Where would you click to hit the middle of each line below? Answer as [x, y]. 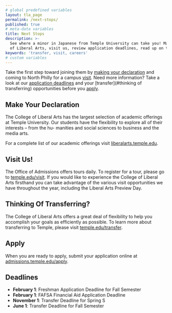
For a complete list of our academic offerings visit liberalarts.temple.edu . [82, 143]
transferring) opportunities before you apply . [52, 89]
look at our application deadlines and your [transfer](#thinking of [74, 83]
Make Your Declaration [42, 105]
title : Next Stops [25, 34]
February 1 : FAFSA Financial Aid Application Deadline [69, 295]
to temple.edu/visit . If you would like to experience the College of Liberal [82, 177]
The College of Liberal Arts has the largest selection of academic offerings [84, 117]
